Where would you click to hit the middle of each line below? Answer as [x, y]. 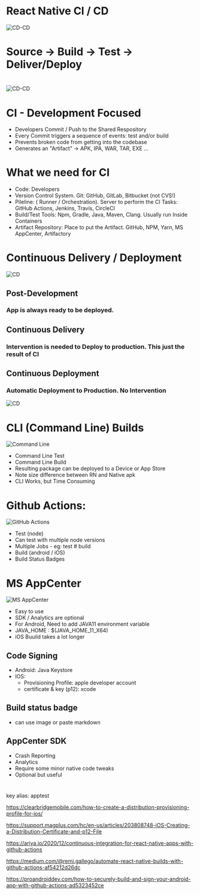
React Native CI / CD [57, 11]
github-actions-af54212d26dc [43, 867]
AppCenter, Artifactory [43, 234]
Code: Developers [37, 189]
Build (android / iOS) [40, 553]
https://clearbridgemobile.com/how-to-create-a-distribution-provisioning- [98, 807]
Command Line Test [40, 456]
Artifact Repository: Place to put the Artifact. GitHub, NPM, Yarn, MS [99, 227]
